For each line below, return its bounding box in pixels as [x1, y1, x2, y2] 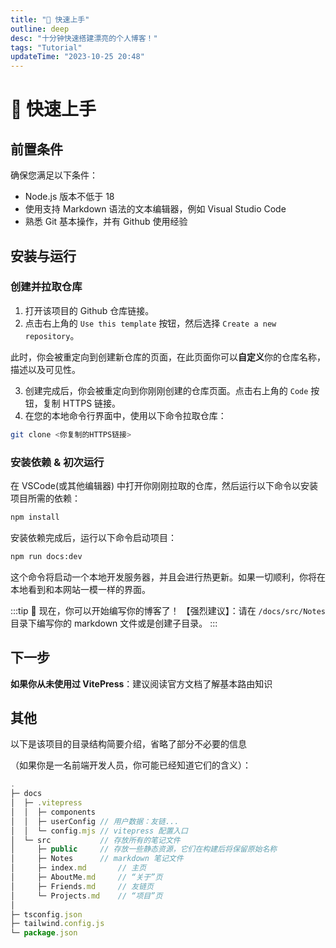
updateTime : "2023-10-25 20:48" [10, 52, 145, 62]
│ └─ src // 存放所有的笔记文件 [10, 835, 181, 845]
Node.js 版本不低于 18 [24, 191, 115, 203]
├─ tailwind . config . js [10, 919, 105, 929]
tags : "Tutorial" [10, 42, 83, 53]
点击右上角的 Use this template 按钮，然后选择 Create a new [24, 317, 277, 329]
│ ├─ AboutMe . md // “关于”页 [10, 872, 163, 883]
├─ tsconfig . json [10, 909, 83, 920]
